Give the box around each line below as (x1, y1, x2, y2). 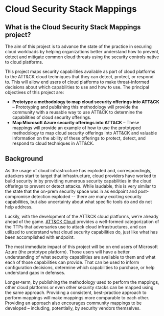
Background (5, 155, 43, 163)
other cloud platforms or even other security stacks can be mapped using (5, 284, 154, 290)
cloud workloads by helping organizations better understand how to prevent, (5, 49, 160, 54)
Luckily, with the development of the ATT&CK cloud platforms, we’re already (5, 213, 159, 219)
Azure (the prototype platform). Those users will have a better (5, 248, 130, 255)
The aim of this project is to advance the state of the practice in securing (5, 44, 152, 49)
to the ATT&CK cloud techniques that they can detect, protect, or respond (5, 74, 154, 79)
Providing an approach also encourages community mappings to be (5, 300, 142, 306)
